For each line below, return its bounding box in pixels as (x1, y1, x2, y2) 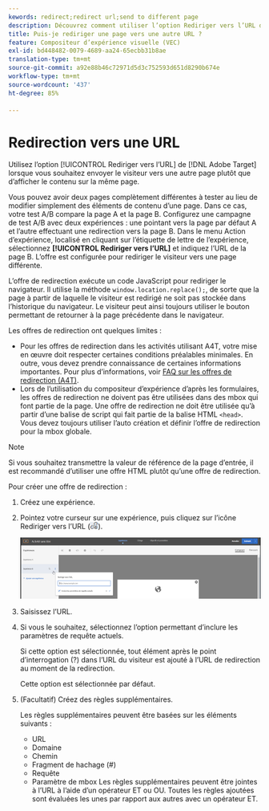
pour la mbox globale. (19, 426, 92, 437)
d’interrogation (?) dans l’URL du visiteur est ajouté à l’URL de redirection (19, 654, 261, 664)
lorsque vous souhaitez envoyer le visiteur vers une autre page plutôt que (8, 169, 251, 178)
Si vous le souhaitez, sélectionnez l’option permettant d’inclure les (19, 622, 239, 632)
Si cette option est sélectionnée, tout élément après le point (19, 646, 217, 656)
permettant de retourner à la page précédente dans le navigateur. (8, 310, 224, 320)
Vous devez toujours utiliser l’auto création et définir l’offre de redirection (19, 418, 260, 428)
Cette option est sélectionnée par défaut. (19, 679, 156, 688)
